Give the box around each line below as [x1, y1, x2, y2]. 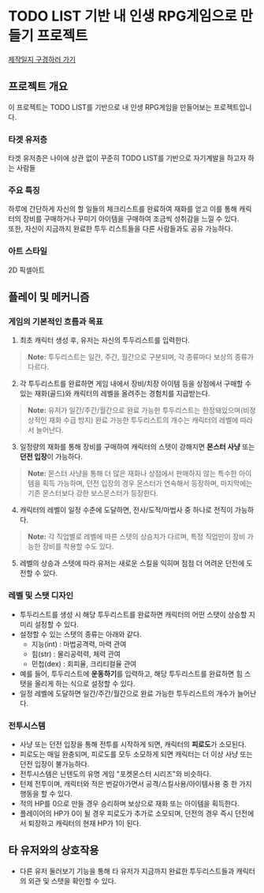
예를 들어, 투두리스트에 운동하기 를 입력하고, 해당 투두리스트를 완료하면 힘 [19, 669, 243, 678]
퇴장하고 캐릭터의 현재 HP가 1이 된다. [28, 818, 142, 827]
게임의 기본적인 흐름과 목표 [8, 316, 104, 327]
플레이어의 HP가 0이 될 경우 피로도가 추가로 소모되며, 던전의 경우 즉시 [19, 809, 234, 818]
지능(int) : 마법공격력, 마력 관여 [31, 639, 127, 648]
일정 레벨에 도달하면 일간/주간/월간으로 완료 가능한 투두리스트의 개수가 [19, 689, 236, 698]
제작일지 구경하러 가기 [8, 54, 76, 64]
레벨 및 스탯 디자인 [8, 590, 74, 601]
